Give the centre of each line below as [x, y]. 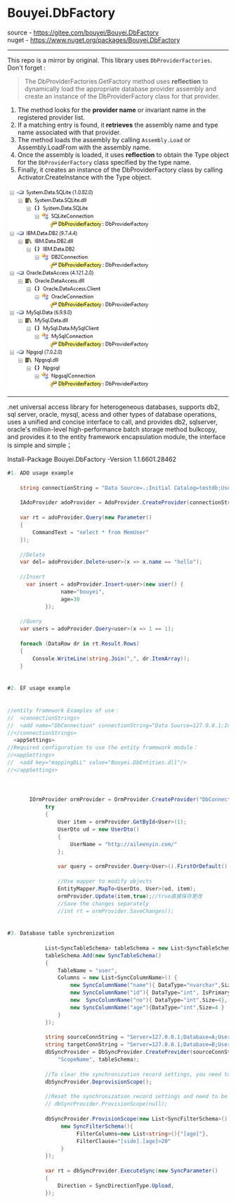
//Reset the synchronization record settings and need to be [136, 1097]
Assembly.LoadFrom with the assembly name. [84, 147]
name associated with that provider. [69, 132]
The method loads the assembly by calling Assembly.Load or [104, 139]
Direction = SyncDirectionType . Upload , [116, 1185]
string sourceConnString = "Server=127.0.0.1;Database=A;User [138, 1037]
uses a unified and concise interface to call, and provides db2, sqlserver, [112, 422]
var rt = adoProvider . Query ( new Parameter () [86, 518]
